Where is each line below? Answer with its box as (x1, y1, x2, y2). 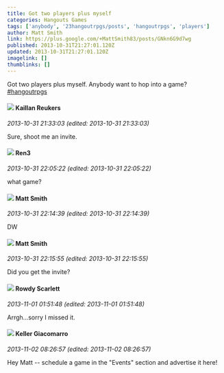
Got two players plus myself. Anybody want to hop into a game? (7, 80, 187, 88)
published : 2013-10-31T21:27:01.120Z (7, 42, 115, 49)
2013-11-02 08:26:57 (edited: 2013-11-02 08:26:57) (7, 345, 151, 353)
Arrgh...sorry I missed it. (7, 313, 75, 321)
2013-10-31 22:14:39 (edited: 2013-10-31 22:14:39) (7, 210, 150, 218)
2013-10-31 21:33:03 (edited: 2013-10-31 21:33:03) (7, 119, 149, 127)
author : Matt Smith (7, 29, 63, 36)
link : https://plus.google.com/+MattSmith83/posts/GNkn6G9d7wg (7, 36, 192, 43)
